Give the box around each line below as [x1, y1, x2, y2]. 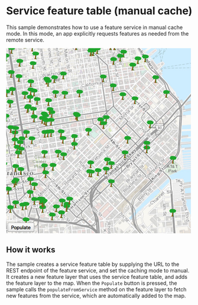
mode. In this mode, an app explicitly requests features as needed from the [6, 30, 189, 37]
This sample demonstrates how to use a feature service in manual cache [6, 24, 183, 31]
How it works [6, 245, 56, 255]
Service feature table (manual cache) [6, 4, 193, 18]
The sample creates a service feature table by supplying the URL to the [6, 261, 180, 268]
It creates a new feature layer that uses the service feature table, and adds [6, 273, 188, 280]
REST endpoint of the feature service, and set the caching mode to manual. [6, 267, 190, 274]
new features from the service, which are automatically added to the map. [6, 292, 186, 299]
